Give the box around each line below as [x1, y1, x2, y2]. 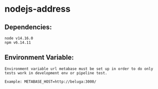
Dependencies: [4, 23, 52, 31]
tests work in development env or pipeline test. [4, 70, 108, 75]
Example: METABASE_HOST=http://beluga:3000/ [4, 79, 97, 84]
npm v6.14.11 [4, 40, 31, 45]
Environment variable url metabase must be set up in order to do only [4, 66, 153, 71]
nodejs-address [4, 3, 71, 15]
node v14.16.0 [4, 36, 34, 41]
